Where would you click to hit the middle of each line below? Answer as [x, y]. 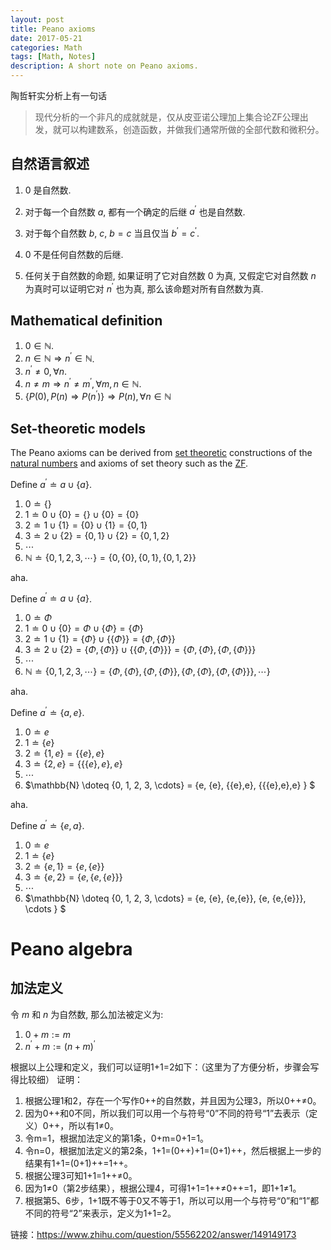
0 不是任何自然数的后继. [74, 255]
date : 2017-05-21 [46, 38]
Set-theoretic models [78, 428]
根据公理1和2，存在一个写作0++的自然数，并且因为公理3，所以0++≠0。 [173, 1101]
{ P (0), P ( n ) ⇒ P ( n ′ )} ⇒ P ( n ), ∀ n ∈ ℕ [98, 396]
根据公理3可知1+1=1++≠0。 [81, 1176]
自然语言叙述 [50, 164]
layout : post [37, 19]
